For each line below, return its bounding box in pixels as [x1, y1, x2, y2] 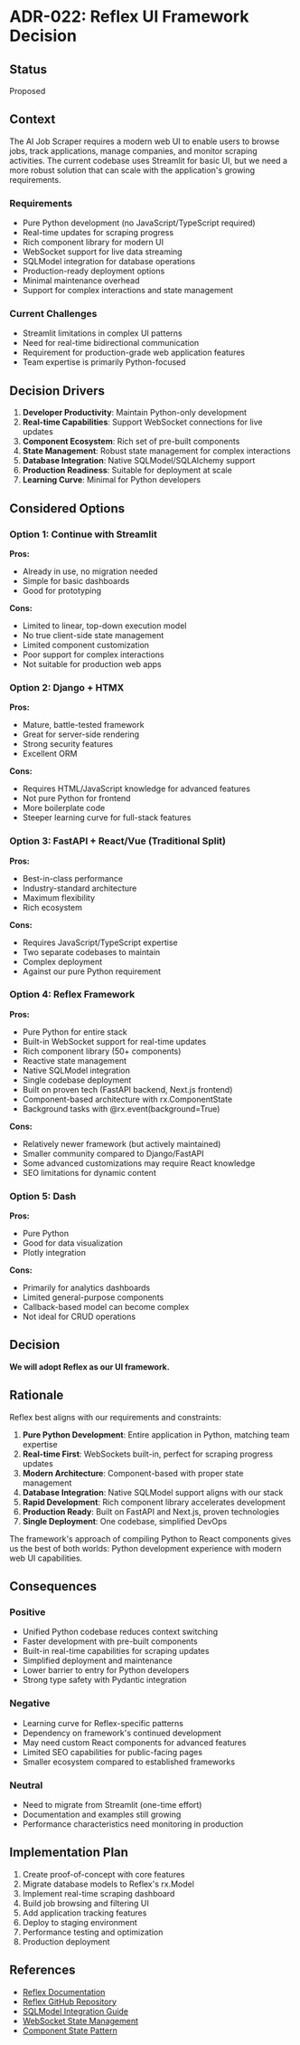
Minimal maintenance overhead [22, 275, 140, 286]
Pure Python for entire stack [22, 1026, 128, 1037]
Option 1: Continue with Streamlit [9, 528, 158, 540]
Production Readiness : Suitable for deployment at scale [22, 464, 232, 476]
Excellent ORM [22, 749, 78, 760]
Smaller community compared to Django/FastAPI [22, 1148, 205, 1159]
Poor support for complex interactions [22, 649, 164, 660]
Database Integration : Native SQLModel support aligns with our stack [22, 1486, 284, 1497]
